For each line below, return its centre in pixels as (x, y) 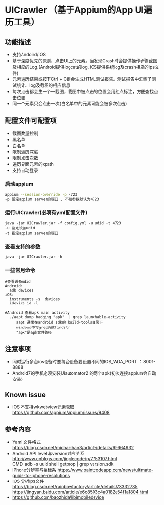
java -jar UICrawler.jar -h (34, 257)
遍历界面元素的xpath (33, 164)
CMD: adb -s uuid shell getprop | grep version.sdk (63, 464)
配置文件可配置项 (31, 121)
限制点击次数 (25, 158)
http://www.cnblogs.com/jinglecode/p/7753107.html (64, 459)
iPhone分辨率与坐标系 (34, 470)
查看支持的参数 (23, 247)
